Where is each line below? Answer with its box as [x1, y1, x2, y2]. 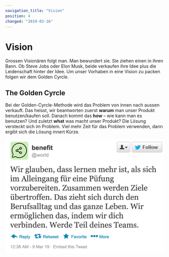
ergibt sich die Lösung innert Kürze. [5, 129, 80, 135]
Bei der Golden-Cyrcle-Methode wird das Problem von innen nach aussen [5, 102, 160, 108]
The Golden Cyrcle [5, 88, 66, 97]
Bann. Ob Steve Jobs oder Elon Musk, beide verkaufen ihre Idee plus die [5, 63, 156, 69]
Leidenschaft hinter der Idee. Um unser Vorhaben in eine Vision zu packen [5, 69, 160, 75]
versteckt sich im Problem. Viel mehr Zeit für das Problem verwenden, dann [5, 124, 163, 130]
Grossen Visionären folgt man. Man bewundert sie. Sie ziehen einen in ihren [5, 58, 163, 64]
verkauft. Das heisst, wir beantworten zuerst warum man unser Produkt [5, 108, 155, 114]
